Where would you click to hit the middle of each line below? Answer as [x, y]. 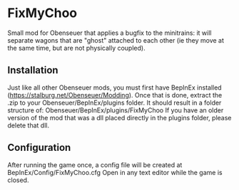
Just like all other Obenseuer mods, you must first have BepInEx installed [115, 88]
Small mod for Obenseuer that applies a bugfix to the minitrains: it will [110, 33]
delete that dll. [29, 125]
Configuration [39, 148]
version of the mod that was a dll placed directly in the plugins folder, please [119, 117]
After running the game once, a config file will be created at [95, 164]
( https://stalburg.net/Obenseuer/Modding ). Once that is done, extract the [115, 95]
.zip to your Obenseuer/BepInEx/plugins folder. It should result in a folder [115, 102]
